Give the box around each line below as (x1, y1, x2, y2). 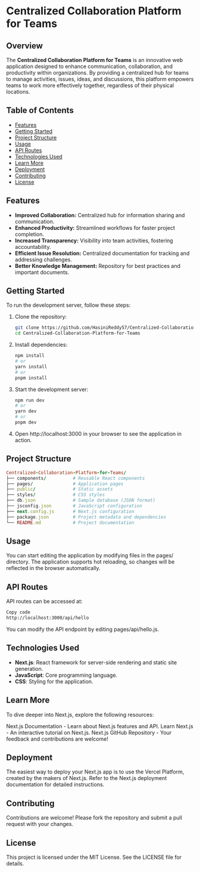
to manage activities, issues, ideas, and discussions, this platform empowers (6, 76, 194, 82)
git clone (14, 325, 40, 331)
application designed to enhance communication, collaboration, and (6, 63, 173, 70)
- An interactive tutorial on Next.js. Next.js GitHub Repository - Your (6, 729, 172, 736)
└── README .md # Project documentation (6, 519, 135, 526)
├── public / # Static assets (6, 486, 113, 492)
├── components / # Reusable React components (6, 475, 145, 481)
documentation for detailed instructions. (6, 781, 105, 788)
